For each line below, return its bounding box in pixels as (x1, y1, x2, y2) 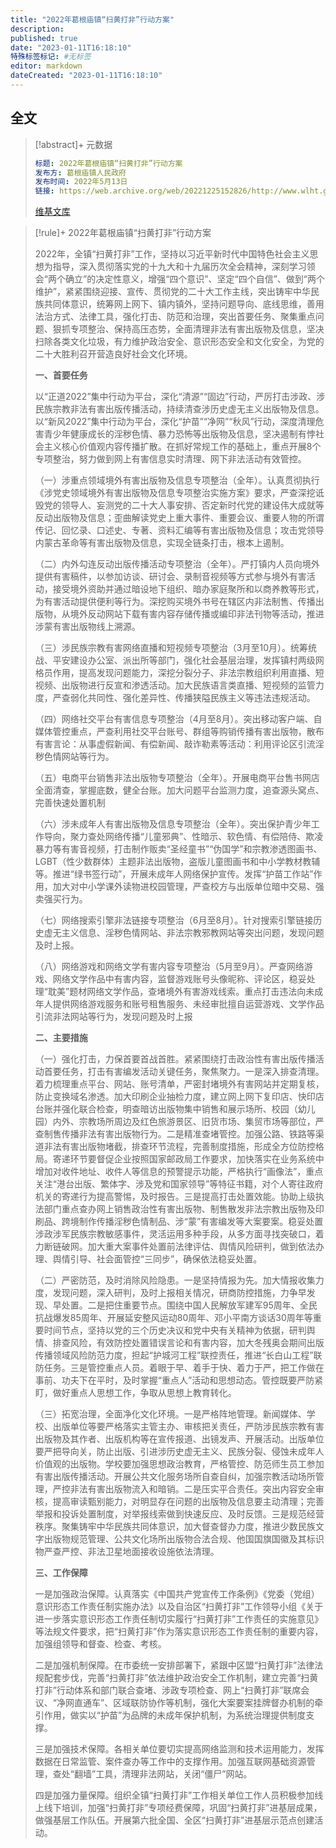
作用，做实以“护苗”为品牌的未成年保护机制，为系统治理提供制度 (43, 1709, 307, 1721)
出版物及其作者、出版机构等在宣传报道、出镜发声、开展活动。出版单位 (34, 1433, 325, 1445)
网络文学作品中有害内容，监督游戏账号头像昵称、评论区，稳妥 (52, 973, 307, 985)
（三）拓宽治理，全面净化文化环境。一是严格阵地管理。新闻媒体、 (34, 1408, 307, 1420)
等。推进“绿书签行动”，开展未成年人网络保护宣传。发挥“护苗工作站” (34, 868, 314, 880)
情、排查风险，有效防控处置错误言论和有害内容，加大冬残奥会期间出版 (34, 1337, 325, 1349)
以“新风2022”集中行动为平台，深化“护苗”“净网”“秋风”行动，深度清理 (34, 416, 316, 428)
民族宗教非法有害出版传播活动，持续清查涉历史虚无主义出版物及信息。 (34, 403, 325, 415)
